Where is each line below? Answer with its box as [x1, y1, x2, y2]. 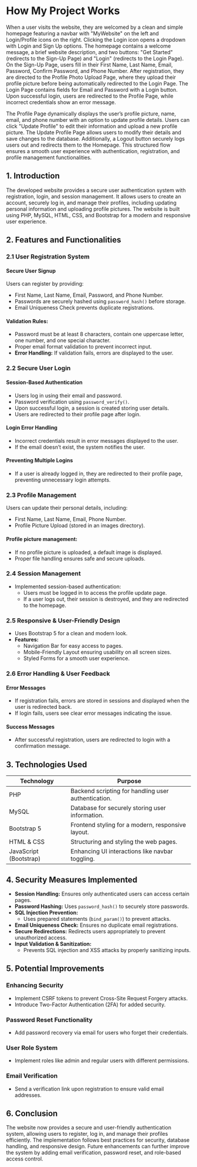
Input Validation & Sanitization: [14, 940, 92, 947]
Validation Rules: [6, 317, 49, 324]
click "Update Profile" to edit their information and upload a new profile [6, 122, 178, 130]
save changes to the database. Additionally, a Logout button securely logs [6, 135, 185, 142]
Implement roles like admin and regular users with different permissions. [14, 1057, 189, 1064]
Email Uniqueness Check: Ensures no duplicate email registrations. [14, 921, 178, 929]
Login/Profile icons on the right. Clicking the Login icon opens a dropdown [6, 36, 186, 43]
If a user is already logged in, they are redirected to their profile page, [14, 470, 183, 477]
